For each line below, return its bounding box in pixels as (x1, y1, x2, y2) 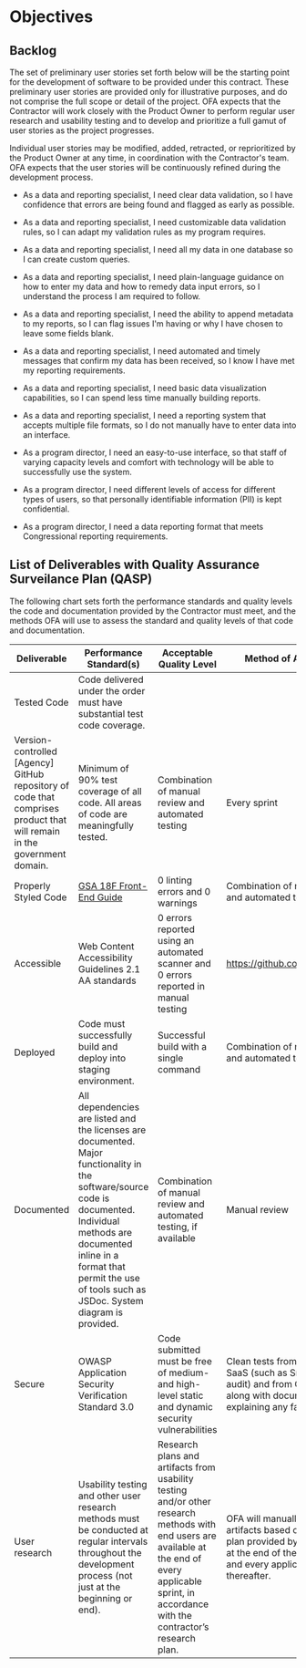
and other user (77, 1489, 141, 1502)
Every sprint (226, 796, 278, 809)
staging (77, 1062, 111, 1075)
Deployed (14, 1046, 56, 1059)
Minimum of (77, 761, 129, 774)
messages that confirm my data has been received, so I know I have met (22, 356, 295, 366)
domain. (14, 859, 49, 872)
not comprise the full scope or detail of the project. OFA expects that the (9, 96, 280, 107)
